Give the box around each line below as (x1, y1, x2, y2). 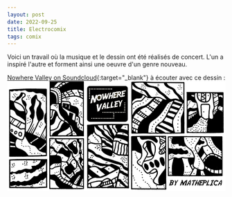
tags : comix (7, 33, 42, 40)
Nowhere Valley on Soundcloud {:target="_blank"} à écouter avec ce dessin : (7, 73, 226, 82)
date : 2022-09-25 (7, 18, 57, 26)
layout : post (7, 11, 45, 18)
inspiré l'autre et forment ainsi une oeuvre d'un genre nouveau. (7, 60, 188, 68)
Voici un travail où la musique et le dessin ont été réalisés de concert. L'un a (7, 53, 224, 62)
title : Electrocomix (7, 26, 67, 32)
